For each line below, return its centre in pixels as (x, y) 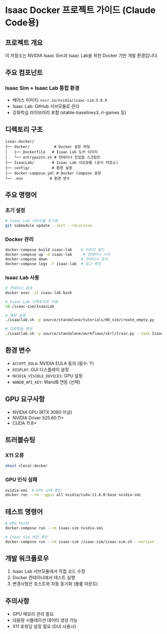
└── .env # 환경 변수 (38, 178)
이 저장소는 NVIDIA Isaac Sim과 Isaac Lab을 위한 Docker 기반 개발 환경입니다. (82, 56)
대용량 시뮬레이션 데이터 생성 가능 (45, 620)
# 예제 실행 (15, 315)
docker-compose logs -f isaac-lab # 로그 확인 (53, 264)
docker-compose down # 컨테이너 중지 (57, 259)
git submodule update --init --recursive (49, 226)
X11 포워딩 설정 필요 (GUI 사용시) (44, 627)
